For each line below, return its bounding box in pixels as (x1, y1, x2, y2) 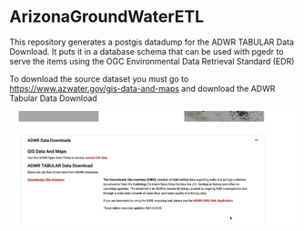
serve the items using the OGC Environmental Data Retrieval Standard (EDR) (9, 55, 295, 66)
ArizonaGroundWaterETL (9, 6, 205, 27)
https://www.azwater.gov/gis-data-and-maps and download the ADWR (9, 83, 276, 94)
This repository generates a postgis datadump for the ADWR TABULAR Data (9, 36, 294, 47)
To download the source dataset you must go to (9, 73, 189, 84)
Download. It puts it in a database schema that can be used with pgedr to (9, 45, 284, 56)
